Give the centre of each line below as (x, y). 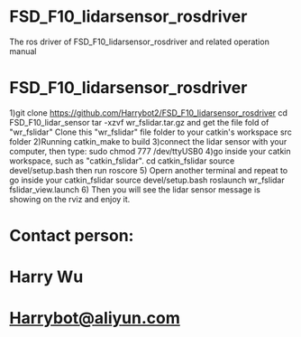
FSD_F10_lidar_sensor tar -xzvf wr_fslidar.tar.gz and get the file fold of (139, 122)
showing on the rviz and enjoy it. (70, 199)
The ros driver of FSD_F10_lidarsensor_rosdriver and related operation (140, 42)
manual (23, 51)
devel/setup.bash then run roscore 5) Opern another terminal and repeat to (149, 170)
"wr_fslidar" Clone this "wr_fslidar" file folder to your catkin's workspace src (151, 132)
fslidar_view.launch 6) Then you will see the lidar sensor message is (135, 189)
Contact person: (72, 236)
